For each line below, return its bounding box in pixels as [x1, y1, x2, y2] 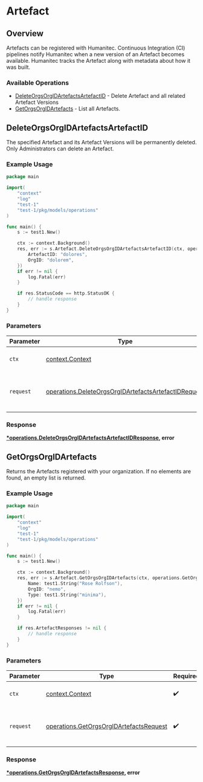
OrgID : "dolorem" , [28, 257, 74, 263]
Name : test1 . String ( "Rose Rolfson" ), [28, 581, 123, 587]
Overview [6, 28, 44, 39]
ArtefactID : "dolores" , [28, 252, 88, 258]
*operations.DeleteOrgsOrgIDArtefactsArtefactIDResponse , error [6, 434, 175, 441]
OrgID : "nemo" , [28, 586, 66, 592]
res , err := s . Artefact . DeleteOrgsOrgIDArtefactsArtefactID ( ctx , [17, 246, 185, 252]
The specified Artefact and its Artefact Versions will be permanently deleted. [6, 139, 197, 146]
